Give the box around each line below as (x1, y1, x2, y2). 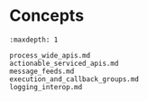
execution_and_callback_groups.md (9, 74, 140, 84)
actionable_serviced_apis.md (9, 59, 119, 68)
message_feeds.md (9, 67, 75, 76)
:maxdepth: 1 (9, 35, 59, 44)
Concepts (9, 5, 84, 26)
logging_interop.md (9, 82, 83, 91)
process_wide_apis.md (9, 50, 91, 60)
